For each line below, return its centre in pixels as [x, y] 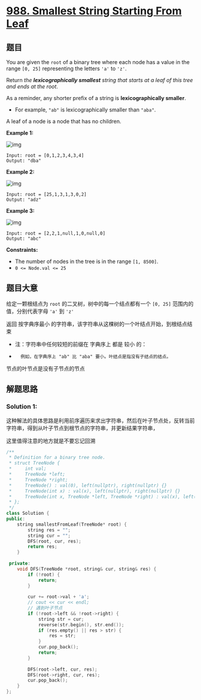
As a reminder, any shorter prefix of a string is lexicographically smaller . [96, 98]
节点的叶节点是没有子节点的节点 [45, 368]
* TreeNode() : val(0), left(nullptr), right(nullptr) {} [88, 485]
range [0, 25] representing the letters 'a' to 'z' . [66, 68]
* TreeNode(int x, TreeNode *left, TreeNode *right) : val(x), [95, 497]
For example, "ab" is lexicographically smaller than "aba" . [85, 110]
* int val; [28, 469]
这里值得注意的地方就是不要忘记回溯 [51, 440]
